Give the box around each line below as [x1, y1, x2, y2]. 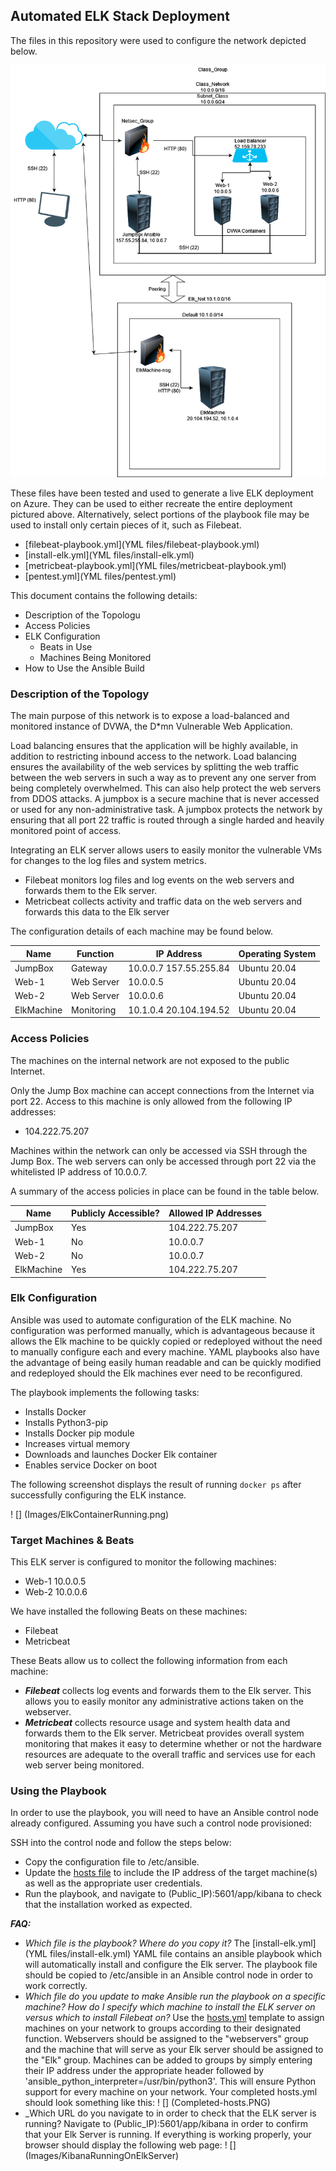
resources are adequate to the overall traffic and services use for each [24, 1749, 316, 1761]
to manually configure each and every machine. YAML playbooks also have [10, 1345, 320, 1358]
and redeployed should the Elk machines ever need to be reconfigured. [10, 1367, 303, 1379]
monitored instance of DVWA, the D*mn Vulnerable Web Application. [10, 720, 293, 733]
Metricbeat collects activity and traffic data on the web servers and [24, 895, 302, 908]
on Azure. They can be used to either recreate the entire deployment [10, 497, 293, 509]
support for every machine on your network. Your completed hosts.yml [24, 2086, 318, 2098]
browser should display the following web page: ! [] [24, 2139, 237, 2151]
